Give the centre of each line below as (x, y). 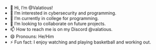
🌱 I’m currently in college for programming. (54, 18)
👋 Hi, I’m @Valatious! (31, 8)
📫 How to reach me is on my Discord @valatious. (61, 29)
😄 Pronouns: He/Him (32, 36)
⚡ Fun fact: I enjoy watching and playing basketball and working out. (81, 42)
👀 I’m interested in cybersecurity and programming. (63, 13)
